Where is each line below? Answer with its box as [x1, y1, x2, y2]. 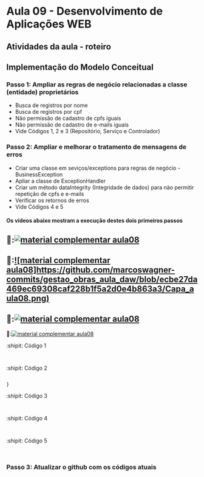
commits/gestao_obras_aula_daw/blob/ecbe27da [6, 274, 198, 284]
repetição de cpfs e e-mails [15, 190, 84, 197]
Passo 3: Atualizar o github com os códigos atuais [6, 462, 157, 471]
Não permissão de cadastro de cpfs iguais [15, 114, 121, 122]
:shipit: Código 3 [6, 392, 47, 399]
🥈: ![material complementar [6, 255, 110, 265]
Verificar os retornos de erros [15, 197, 89, 204]
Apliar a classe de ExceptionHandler [15, 177, 106, 184]
